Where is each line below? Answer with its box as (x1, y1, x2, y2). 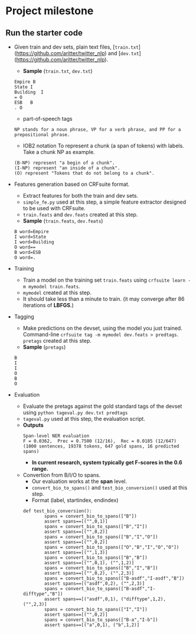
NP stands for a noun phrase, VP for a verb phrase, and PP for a (14, 127, 181, 133)
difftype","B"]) (22, 591, 63, 597)
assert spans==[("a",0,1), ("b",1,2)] (44, 622, 140, 628)
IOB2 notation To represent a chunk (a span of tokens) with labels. (22, 142, 184, 149)
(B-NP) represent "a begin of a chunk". (14, 160, 115, 166)
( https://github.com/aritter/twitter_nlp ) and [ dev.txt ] (14, 50, 141, 57)
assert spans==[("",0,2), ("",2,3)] (44, 570, 135, 576)
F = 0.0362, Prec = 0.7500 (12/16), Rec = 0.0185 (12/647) (22, 438, 177, 444)
